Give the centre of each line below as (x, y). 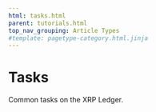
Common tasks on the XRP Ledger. (66, 100)
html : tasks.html (37, 16)
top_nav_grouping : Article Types (64, 30)
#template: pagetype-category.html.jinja (78, 38)
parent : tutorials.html (48, 23)
